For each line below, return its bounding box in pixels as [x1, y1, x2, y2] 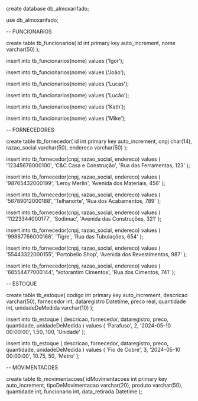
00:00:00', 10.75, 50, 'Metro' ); [6, 352, 80, 359]
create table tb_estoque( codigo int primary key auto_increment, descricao [6, 292, 188, 298]
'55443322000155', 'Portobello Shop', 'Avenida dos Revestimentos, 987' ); [6, 251, 187, 257]
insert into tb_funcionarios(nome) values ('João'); [6, 69, 126, 76]
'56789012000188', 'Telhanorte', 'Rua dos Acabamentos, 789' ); [6, 198, 161, 204]
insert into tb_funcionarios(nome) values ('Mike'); [6, 115, 126, 122]
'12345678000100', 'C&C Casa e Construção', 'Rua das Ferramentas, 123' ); [6, 162, 190, 168]
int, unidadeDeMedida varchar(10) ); [6, 304, 94, 311]
